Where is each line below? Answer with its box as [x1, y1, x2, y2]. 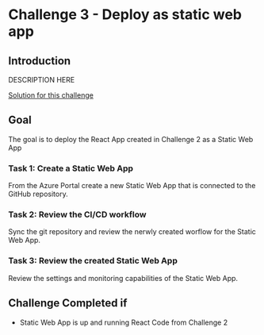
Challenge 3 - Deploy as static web [8, 6, 243, 24]
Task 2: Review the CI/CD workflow [8, 209, 147, 220]
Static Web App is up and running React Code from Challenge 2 [19, 318, 228, 327]
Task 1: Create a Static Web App [8, 163, 133, 174]
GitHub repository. [8, 189, 69, 199]
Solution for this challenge [8, 90, 94, 100]
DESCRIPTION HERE [8, 75, 75, 84]
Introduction [8, 54, 71, 67]
